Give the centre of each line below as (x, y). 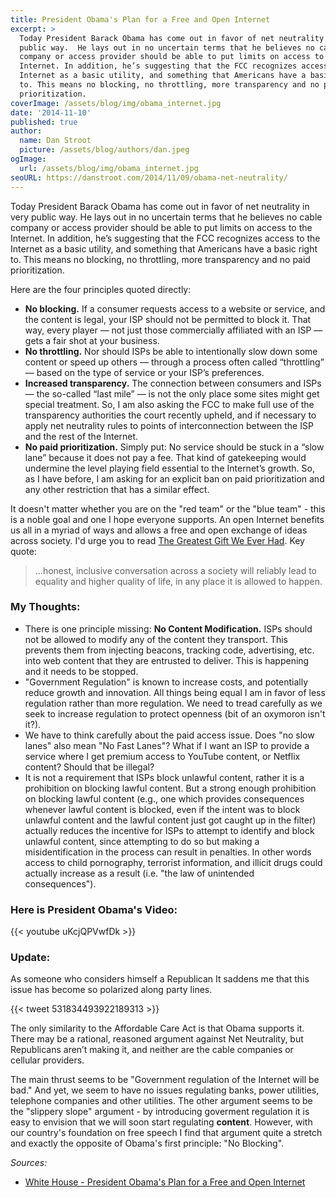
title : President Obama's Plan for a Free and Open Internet (140, 19)
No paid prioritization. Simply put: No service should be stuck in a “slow (174, 447)
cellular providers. (47, 1060)
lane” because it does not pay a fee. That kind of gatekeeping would (165, 457)
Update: (30, 958)
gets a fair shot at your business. (92, 340)
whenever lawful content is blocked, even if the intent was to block (162, 809)
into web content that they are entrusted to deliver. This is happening (167, 660)
